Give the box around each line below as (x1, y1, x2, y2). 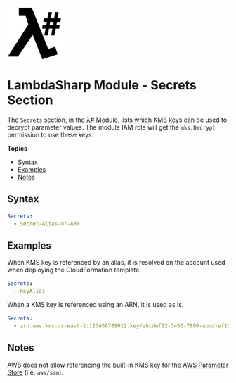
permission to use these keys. (7, 130, 94, 139)
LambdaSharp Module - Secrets (7, 77, 197, 94)
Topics (7, 144, 28, 152)
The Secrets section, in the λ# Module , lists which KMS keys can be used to (7, 115, 228, 124)
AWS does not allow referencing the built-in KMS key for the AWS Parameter (7, 360, 229, 369)
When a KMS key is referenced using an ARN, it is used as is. (7, 301, 184, 309)
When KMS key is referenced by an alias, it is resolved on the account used (7, 258, 226, 267)
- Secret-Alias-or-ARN (13, 220, 80, 227)
